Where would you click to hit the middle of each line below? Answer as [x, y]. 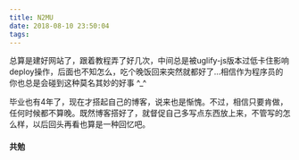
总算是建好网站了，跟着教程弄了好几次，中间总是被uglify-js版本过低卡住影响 [149, 61]
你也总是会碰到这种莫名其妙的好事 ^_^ [78, 83]
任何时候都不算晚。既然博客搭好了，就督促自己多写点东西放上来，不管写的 [146, 114]
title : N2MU [31, 17]
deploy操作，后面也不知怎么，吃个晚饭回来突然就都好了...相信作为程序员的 [146, 72]
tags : [19, 34]
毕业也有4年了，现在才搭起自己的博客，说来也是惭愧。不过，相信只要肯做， [149, 102]
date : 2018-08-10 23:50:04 [59, 26]
